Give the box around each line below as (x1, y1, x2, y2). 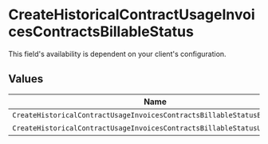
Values (8, 72, 44, 86)
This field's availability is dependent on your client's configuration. (8, 49, 227, 58)
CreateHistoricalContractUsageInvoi (8, 6, 255, 24)
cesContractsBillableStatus (8, 22, 194, 41)
